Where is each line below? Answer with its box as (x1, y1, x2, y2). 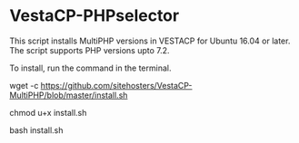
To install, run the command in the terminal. (9, 62, 172, 73)
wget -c (9, 80, 39, 91)
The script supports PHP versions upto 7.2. (9, 44, 170, 55)
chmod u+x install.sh (9, 107, 87, 118)
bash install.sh (9, 124, 64, 136)
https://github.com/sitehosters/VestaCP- (40, 80, 193, 91)
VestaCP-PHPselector (9, 5, 180, 26)
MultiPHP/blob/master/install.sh (9, 90, 128, 100)
